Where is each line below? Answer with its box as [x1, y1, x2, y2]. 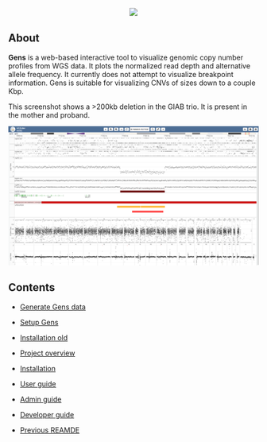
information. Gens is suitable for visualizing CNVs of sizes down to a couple [8, 78, 256, 87]
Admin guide [19, 394, 62, 404]
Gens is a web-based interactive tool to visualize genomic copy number [8, 52, 244, 62]
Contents [8, 281, 56, 294]
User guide [19, 378, 56, 389]
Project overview [19, 348, 75, 358]
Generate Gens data [19, 302, 86, 312]
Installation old [19, 332, 68, 342]
